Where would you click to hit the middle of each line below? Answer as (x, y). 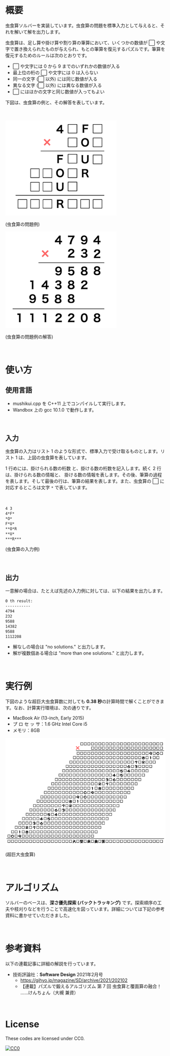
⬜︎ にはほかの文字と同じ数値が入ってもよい (59, 92)
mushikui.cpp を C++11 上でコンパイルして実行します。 (70, 403)
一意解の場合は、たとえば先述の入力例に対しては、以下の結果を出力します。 (85, 591)
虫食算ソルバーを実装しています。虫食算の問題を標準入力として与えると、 (83, 25)
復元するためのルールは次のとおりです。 (48, 55)
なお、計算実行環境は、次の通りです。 (54, 708)
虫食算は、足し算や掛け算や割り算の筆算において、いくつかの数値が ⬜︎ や (83, 42)
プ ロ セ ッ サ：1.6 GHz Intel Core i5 (50, 724)
